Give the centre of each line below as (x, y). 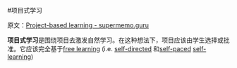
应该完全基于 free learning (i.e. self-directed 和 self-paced (109, 49)
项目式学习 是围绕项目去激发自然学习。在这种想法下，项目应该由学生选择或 (115, 40)
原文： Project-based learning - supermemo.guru (78, 25)
